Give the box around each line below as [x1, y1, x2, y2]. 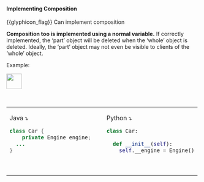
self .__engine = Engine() [119, 147, 195, 154]
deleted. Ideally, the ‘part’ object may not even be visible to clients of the [6, 43, 190, 51]
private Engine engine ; [21, 134, 91, 141]
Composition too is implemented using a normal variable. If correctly [6, 31, 184, 38]
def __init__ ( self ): [112, 140, 173, 148]
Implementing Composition [6, 5, 78, 12]
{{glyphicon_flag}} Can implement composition [6, 18, 125, 26]
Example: [6, 62, 30, 69]
